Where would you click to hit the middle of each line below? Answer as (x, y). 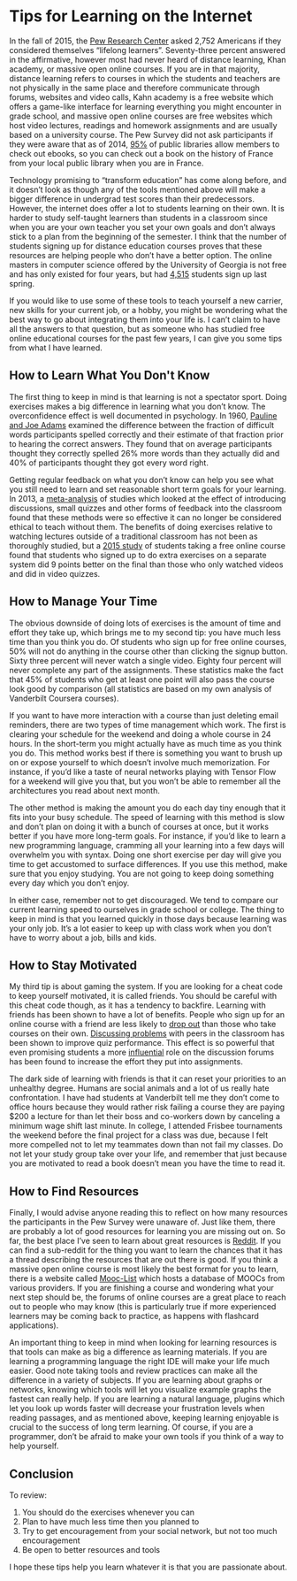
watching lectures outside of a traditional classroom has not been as (133, 536)
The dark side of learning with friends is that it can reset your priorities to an (148, 1079)
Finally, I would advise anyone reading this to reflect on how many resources (148, 1213)
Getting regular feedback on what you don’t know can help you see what (141, 480)
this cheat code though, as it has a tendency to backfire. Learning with (138, 1005)
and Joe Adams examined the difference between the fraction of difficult (142, 425)
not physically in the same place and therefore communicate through (135, 88)
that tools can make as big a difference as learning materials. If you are (138, 1352)
